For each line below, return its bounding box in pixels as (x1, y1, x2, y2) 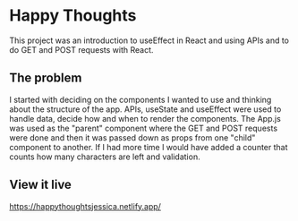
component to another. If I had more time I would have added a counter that (9, 141, 288, 152)
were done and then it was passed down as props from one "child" (9, 132, 256, 143)
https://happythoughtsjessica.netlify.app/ (9, 200, 161, 211)
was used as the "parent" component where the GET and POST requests (9, 123, 278, 133)
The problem (9, 71, 82, 86)
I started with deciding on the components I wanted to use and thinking (9, 94, 272, 105)
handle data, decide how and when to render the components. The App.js (9, 113, 282, 123)
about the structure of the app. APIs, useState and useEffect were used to (9, 104, 282, 115)
